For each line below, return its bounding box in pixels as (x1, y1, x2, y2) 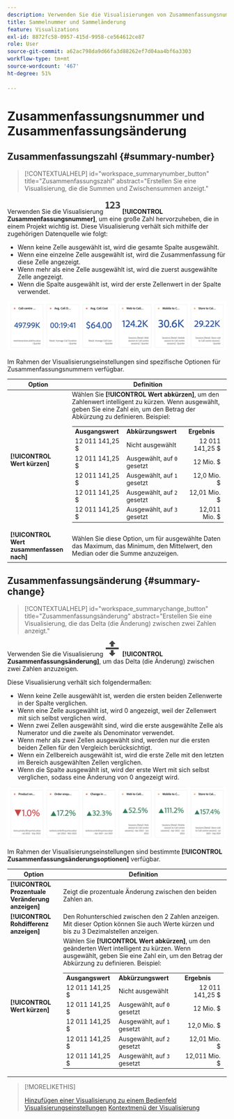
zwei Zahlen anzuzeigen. (7, 664, 79, 672)
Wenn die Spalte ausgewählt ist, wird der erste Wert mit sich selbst (17, 765, 210, 773)
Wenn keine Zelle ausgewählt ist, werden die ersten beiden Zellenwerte (17, 691, 223, 700)
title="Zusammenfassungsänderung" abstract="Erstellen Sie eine (24, 612, 212, 620)
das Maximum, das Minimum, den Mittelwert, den (72, 541, 213, 550)
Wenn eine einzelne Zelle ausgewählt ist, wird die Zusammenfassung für (17, 250, 226, 258)
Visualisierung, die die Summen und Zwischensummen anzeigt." (24, 184, 209, 192)
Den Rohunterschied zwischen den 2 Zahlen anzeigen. (63, 912, 219, 920)
